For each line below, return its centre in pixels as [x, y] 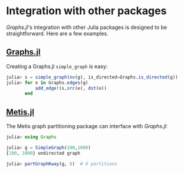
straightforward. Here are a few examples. [57, 33]
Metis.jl [20, 112]
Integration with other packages [86, 11]
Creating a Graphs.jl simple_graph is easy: [57, 66]
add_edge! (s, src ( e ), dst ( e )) [71, 88]
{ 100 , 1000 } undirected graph [43, 153]
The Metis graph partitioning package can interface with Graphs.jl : [87, 126]
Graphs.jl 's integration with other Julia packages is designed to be [86, 27]
